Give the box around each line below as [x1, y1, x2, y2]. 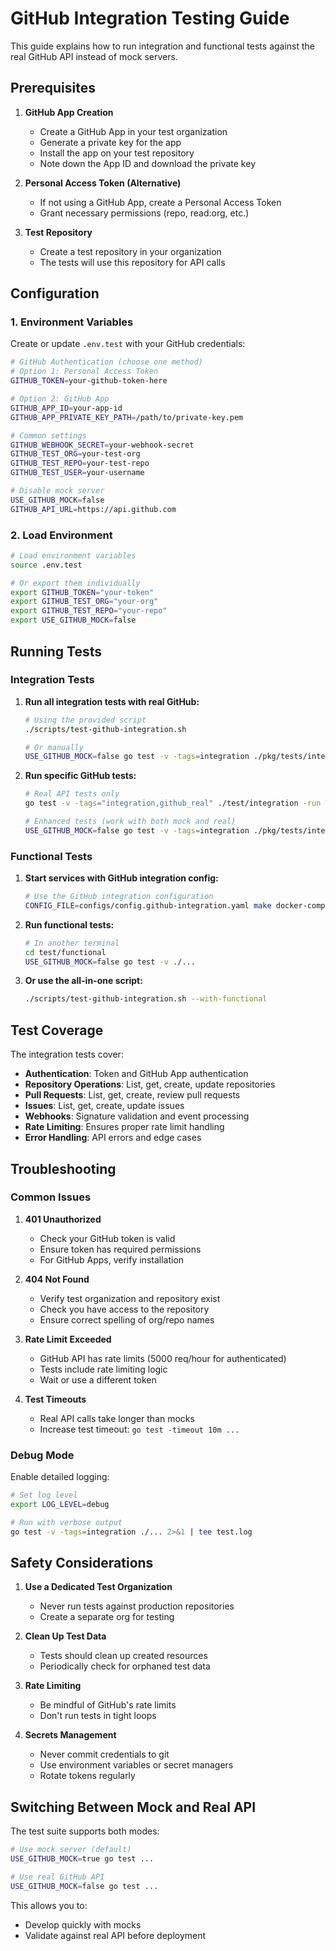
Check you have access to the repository [39, 1303, 210, 1315]
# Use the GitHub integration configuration [24, 892, 214, 902]
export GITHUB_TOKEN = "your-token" [10, 587, 155, 597]
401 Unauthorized [24, 1213, 102, 1225]
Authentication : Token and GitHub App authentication [24, 1068, 249, 1080]
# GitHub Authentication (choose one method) [10, 357, 203, 367]
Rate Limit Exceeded [24, 1333, 112, 1345]
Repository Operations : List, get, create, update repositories [24, 1078, 276, 1091]
